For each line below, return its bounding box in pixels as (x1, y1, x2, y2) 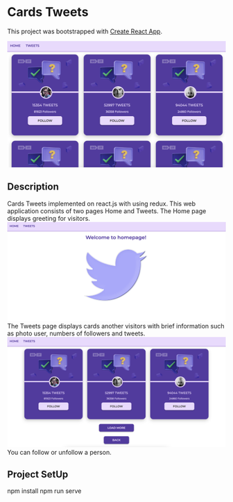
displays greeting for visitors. (7, 214, 90, 222)
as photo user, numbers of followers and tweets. (7, 329, 146, 337)
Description (7, 181, 59, 193)
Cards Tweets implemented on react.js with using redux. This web (7, 199, 196, 208)
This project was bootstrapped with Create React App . (7, 27, 163, 35)
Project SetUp (7, 468, 69, 480)
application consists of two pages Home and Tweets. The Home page (7, 206, 207, 215)
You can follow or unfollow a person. (7, 449, 112, 457)
